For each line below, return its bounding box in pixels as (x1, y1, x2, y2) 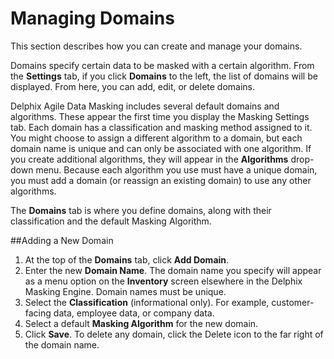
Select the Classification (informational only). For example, (24, 296, 270, 308)
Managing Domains (10, 7, 175, 30)
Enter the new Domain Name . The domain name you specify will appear (24, 264, 322, 276)
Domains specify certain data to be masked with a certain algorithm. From (10, 59, 315, 71)
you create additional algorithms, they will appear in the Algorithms (10, 153, 289, 165)
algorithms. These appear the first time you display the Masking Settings (10, 110, 310, 122)
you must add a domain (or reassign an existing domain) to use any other (10, 174, 312, 186)
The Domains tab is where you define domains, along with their (10, 204, 272, 216)
